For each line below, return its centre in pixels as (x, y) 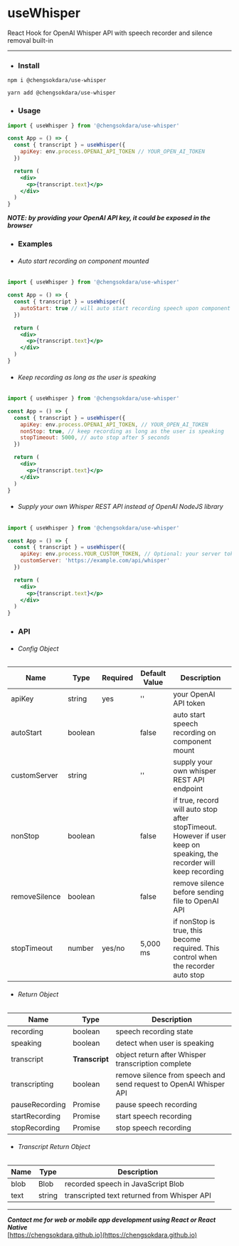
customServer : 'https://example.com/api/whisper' (95, 561)
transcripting (32, 1083)
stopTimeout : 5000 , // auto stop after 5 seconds (95, 438)
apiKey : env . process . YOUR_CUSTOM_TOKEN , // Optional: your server (121, 554)
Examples (35, 244)
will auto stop (196, 809)
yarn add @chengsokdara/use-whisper (62, 93)
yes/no (113, 948)
